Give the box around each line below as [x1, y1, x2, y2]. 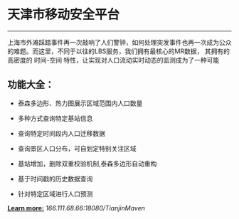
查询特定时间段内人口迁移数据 [17, 129, 105, 137]
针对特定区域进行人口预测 [17, 189, 93, 198]
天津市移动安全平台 [7, 6, 120, 23]
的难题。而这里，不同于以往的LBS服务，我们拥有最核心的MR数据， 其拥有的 [7, 47, 230, 55]
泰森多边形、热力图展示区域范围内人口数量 [17, 99, 143, 107]
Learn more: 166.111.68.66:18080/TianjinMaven [7, 203, 146, 212]
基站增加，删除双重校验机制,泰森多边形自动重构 [17, 159, 157, 168]
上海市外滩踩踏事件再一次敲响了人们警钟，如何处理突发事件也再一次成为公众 [7, 38, 232, 46]
